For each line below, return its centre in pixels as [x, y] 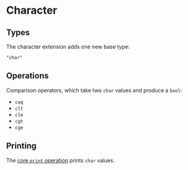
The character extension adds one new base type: [68, 47]
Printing [21, 146]
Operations [27, 76]
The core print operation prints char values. [61, 160]
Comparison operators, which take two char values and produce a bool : [94, 90]
